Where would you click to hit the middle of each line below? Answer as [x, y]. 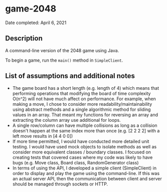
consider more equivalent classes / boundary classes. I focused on [82, 152]
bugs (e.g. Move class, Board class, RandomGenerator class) [75, 162]
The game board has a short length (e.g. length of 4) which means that [86, 88]
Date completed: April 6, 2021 [36, 23]
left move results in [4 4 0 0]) [43, 136]
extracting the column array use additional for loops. [67, 120]
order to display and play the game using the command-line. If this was [86, 173]
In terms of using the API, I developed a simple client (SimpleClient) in [85, 168]
